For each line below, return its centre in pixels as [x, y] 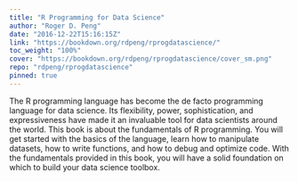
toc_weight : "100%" [45, 51]
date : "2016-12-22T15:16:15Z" [65, 34]
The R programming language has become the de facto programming [137, 101]
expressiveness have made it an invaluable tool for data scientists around [144, 119]
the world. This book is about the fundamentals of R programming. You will [146, 129]
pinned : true [33, 76]
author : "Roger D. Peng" [55, 26]
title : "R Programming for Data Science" [87, 17]
